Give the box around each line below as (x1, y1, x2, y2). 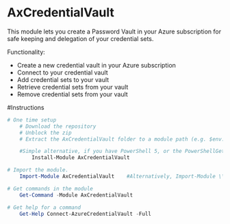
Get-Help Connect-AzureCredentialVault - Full (19, 210, 152, 217)
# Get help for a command (7, 204, 81, 211)
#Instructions (7, 103, 44, 111)
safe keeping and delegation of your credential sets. (7, 34, 154, 42)
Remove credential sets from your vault (16, 90, 128, 98)
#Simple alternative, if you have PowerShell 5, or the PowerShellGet (19, 148, 225, 155)
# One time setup (7, 116, 57, 124)
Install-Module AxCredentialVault (31, 154, 130, 161)
